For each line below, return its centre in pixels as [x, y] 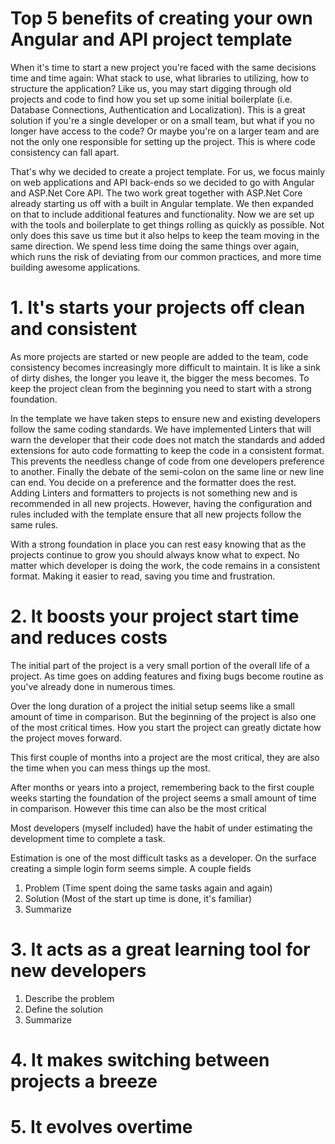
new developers [78, 971]
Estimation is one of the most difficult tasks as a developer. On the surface [163, 858]
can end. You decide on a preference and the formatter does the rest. [153, 482]
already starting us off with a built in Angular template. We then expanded [162, 203]
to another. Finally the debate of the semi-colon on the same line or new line [167, 471]
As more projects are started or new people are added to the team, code [159, 356]
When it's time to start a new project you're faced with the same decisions [163, 67]
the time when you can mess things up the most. [110, 768]
